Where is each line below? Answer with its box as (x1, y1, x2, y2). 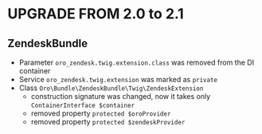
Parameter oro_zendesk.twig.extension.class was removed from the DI (18, 57, 255, 67)
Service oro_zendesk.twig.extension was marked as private (18, 75, 218, 84)
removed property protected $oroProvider (30, 108, 171, 118)
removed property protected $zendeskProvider (30, 117, 186, 126)
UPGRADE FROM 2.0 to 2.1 (7, 5, 184, 23)
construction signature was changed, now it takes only (30, 92, 211, 100)
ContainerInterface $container (30, 101, 135, 109)
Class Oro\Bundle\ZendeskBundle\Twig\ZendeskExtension (18, 83, 204, 93)
